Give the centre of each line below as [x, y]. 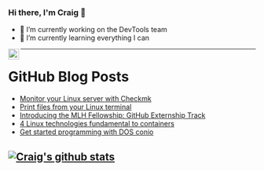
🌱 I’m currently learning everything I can [84, 38]
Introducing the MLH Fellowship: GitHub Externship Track [112, 115]
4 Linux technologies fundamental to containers [97, 124]
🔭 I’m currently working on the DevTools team [93, 30]
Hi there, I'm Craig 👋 [47, 13]
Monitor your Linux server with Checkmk [85, 99]
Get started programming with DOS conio [86, 132]
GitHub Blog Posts [69, 77]
